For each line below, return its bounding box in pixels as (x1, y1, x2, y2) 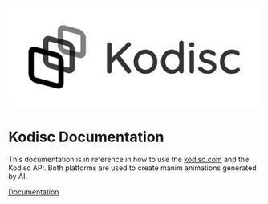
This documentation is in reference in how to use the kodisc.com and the (8, 154, 250, 164)
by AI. (8, 171, 28, 181)
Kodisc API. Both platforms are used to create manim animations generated (8, 163, 257, 173)
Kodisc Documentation (8, 128, 164, 146)
